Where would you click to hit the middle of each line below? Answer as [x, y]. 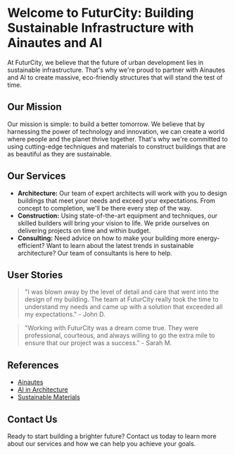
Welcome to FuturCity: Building [101, 13]
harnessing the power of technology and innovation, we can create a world [116, 131]
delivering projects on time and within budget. [84, 230]
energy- [208, 238]
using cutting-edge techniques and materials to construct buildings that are [117, 147]
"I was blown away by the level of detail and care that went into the [122, 292]
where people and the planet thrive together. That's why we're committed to [118, 139]
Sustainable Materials [49, 397]
